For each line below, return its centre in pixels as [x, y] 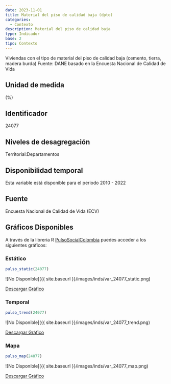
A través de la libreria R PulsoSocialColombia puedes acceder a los [76, 239]
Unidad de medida [35, 85]
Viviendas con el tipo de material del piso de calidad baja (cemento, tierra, [83, 58]
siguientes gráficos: [26, 245]
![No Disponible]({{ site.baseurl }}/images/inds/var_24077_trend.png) [78, 322]
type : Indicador [22, 34]
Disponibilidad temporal [44, 170]
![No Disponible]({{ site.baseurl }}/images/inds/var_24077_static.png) [78, 279]
